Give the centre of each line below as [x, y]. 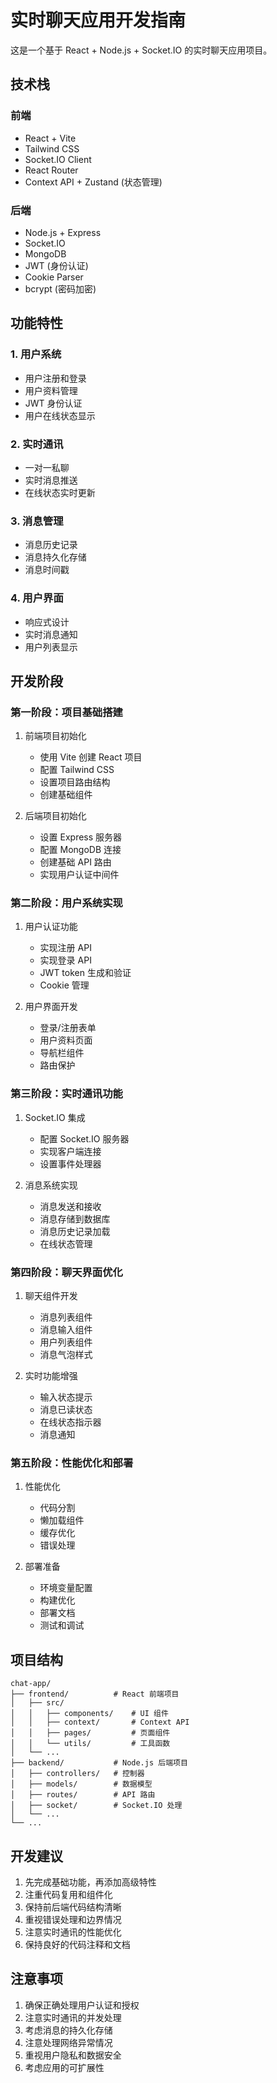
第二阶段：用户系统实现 [66, 903]
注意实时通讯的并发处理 [73, 2017]
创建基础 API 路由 [75, 862]
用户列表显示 [51, 647]
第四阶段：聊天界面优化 [66, 1272]
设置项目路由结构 [75, 782]
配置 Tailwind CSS [77, 770]
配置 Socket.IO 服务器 [84, 1138]
